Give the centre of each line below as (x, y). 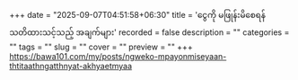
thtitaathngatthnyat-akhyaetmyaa (71, 66)
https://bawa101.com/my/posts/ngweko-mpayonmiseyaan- (118, 56)
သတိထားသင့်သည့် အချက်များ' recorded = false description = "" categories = (149, 32)
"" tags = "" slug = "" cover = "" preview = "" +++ (101, 47)
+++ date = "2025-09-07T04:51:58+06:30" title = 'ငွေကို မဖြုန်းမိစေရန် (138, 15)
